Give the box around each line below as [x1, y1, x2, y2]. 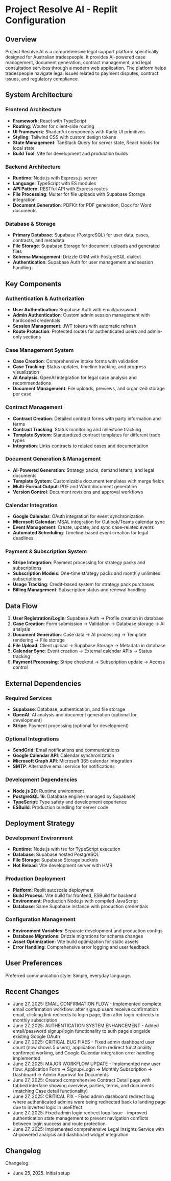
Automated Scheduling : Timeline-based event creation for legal [12, 530, 149, 536]
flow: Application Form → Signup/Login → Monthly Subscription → [12, 1066, 153, 1072]
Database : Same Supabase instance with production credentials [12, 903, 149, 909]
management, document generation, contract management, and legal [5, 59, 152, 65]
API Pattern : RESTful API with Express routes [12, 186, 108, 192]
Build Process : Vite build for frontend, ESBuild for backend [12, 892, 137, 898]
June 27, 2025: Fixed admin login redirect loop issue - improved [12, 1110, 147, 1116]
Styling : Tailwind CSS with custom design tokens [12, 134, 116, 140]
